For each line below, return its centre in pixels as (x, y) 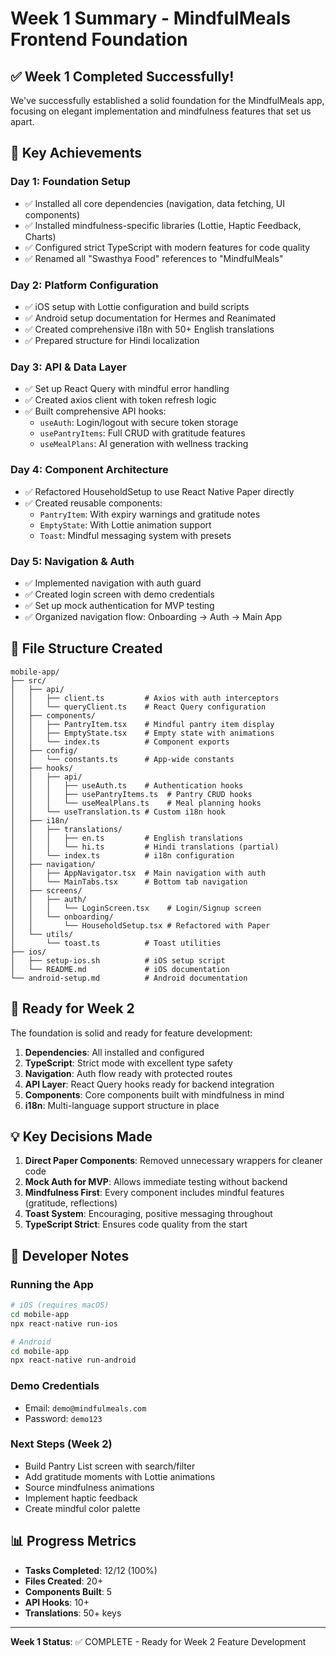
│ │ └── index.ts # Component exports (120, 742)
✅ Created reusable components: (93, 503)
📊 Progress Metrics (73, 1541)
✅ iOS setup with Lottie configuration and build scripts (137, 306)
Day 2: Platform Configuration (84, 285)
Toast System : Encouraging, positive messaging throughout (148, 1214)
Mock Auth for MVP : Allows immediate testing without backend (156, 1182)
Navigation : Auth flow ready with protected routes (128, 1073)
